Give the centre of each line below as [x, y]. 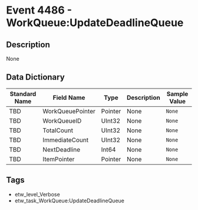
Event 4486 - [39, 10]
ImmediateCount [66, 140]
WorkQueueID [62, 120]
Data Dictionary [35, 77]
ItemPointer [59, 159]
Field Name [69, 97]
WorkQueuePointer [69, 111]
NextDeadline [62, 149]
